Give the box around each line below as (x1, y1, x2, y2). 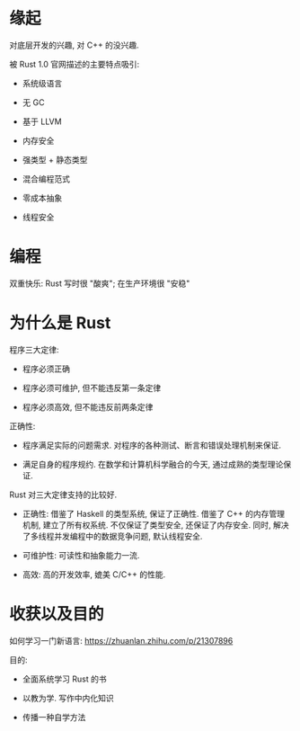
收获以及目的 (9, 604, 105, 624)
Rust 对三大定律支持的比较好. (9, 489, 118, 500)
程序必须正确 (22, 363, 70, 374)
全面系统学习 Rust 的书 (22, 673, 107, 684)
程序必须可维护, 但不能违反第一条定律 (22, 382, 162, 393)
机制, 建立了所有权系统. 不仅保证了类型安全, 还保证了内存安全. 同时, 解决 (22, 519, 289, 530)
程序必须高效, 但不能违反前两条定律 (22, 401, 154, 412)
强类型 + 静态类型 (22, 154, 88, 165)
